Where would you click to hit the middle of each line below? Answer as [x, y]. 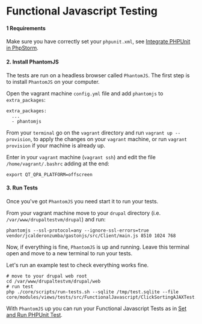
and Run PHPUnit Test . [35, 314]
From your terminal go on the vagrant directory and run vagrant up [90, 132]
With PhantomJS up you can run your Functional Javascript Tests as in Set [96, 308]
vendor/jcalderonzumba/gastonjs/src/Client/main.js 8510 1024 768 [91, 236]
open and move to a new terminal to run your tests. [69, 253]
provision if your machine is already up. [56, 145]
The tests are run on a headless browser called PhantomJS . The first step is [98, 75]
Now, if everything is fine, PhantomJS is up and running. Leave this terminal [98, 247]
